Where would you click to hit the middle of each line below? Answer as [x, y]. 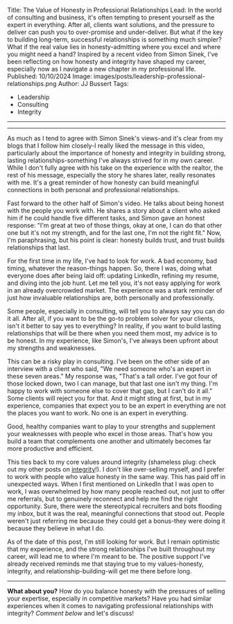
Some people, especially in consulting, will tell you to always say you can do [116, 311]
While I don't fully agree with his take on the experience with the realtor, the [115, 168]
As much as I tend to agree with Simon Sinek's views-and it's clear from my [115, 138]
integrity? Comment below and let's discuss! [70, 613]
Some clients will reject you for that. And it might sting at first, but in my [109, 398]
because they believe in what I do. [56, 528]
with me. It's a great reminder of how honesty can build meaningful [103, 182]
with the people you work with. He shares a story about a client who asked [114, 210]
